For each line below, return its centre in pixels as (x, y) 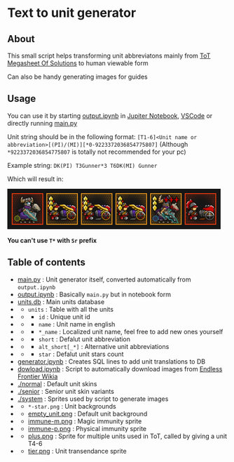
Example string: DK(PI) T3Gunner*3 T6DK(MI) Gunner (82, 165)
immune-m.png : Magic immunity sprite (85, 421)
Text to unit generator (72, 13)
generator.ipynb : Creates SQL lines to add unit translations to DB (111, 361)
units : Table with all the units (71, 309)
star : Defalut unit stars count (81, 354)
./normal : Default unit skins (57, 383)
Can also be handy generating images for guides (78, 77)
